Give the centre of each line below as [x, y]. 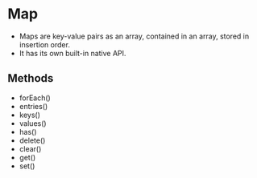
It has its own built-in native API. [73, 53]
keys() [30, 115]
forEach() [35, 98]
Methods [31, 78]
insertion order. [44, 44]
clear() [30, 148]
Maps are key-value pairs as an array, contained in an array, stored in [134, 36]
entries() [33, 106]
